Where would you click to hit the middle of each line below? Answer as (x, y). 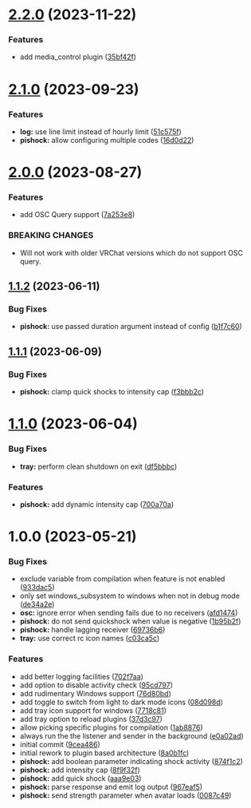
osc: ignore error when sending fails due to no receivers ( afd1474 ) (129, 613)
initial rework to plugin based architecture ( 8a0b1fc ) (104, 753)
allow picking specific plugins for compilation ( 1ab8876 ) (111, 727)
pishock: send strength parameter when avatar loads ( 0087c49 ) (125, 795)
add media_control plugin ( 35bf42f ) (78, 57)
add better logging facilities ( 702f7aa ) (81, 676)
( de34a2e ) (37, 604)
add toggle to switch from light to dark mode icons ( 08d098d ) (121, 702)
